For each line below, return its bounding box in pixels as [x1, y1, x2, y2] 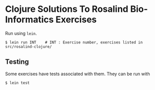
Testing [5, 58, 29, 66]
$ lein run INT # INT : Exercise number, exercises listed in [5, 40, 143, 45]
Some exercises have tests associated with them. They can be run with [5, 71, 150, 77]
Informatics [5, 14, 54, 25]
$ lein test [5, 80, 30, 85]
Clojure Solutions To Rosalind [5, 3, 129, 15]
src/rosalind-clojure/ [5, 44, 52, 49]
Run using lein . [5, 30, 37, 36]
